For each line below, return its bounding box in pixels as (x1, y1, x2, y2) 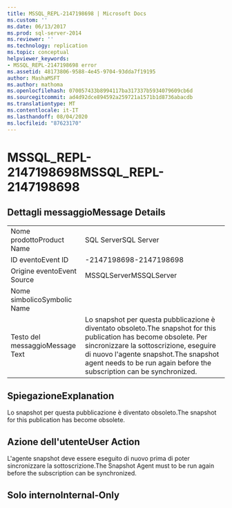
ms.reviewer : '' (7, 36, 54, 43)
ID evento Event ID (10, 254, 69, 264)
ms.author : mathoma (7, 81, 64, 88)
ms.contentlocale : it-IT (7, 107, 79, 114)
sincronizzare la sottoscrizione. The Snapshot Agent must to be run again (7, 462, 215, 470)
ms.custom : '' (7, 17, 48, 24)
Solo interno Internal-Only (7, 489, 119, 501)
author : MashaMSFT (7, 74, 60, 82)
